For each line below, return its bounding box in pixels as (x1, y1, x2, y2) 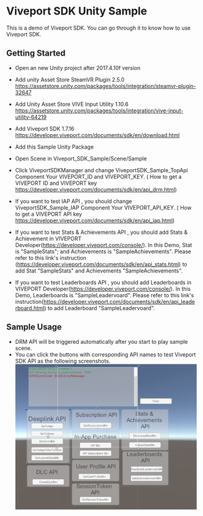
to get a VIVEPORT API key (14, 210, 83, 218)
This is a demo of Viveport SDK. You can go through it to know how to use (6, 24, 191, 31)
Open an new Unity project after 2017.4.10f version (14, 64, 141, 71)
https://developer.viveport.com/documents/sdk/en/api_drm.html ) (14, 185, 177, 193)
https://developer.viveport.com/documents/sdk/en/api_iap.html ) (14, 216, 175, 224)
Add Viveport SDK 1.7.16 (14, 125, 74, 132)
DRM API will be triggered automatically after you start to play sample (14, 338, 188, 345)
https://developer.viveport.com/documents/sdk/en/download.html (14, 131, 180, 138)
